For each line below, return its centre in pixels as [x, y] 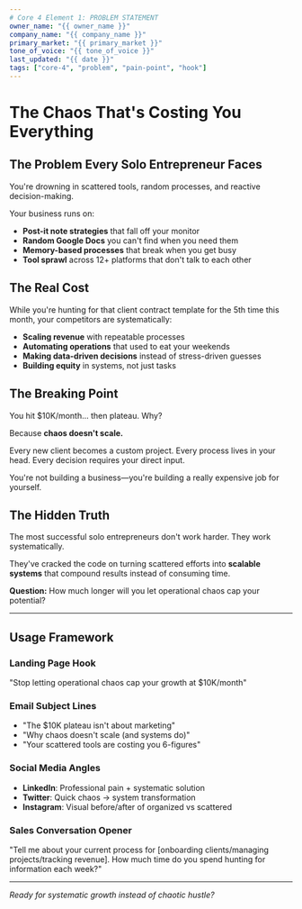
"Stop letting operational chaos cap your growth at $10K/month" [128, 682]
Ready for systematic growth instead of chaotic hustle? [112, 895]
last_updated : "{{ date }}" [62, 59]
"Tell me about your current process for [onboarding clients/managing [139, 850]
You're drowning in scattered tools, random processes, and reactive [135, 186]
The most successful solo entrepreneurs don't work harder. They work [140, 537]
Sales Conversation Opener [71, 830]
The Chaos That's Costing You [125, 113]
